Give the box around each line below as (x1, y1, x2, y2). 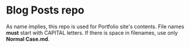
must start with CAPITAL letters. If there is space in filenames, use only (6, 29, 178, 36)
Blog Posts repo (6, 4, 84, 17)
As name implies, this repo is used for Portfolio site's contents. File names (6, 23, 185, 30)
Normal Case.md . (6, 35, 50, 42)
